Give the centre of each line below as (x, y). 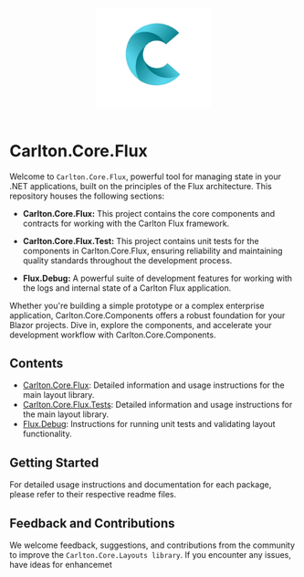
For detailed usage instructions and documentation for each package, (141, 485)
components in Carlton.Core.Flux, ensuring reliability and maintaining (152, 251)
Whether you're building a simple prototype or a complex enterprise (137, 305)
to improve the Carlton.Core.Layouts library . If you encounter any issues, (151, 555)
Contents (37, 363)
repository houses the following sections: (87, 196)
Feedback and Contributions (92, 523)
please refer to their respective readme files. (93, 495)
